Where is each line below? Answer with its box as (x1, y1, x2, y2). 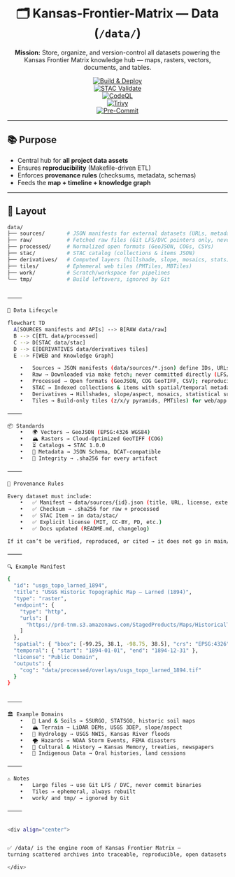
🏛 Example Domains (7, 711, 64, 718)
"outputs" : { (13, 660, 52, 667)
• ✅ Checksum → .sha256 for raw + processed (20, 506, 159, 513)
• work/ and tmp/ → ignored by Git (20, 795, 130, 802)
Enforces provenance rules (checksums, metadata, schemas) (17, 171, 197, 179)
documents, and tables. (83, 63, 152, 71)
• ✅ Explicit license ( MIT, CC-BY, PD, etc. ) (20, 519, 162, 526)
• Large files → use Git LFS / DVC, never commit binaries (20, 782, 201, 789)
